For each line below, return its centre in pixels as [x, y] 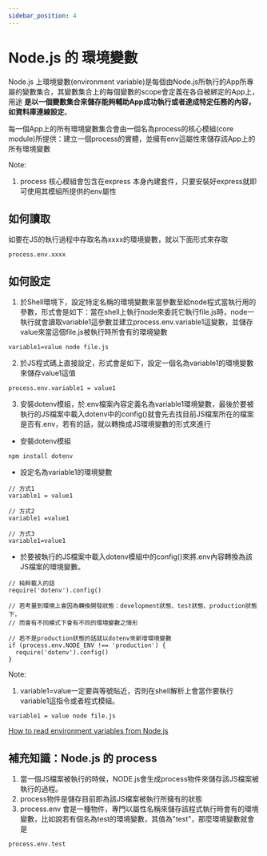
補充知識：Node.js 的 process [83, 758]
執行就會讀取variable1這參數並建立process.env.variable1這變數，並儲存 [136, 322]
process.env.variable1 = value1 [62, 388]
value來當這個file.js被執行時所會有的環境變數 [94, 332]
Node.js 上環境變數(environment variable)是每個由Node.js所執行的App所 [128, 82]
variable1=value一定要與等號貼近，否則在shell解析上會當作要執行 [127, 691]
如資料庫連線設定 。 [40, 111]
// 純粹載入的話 [32, 584]
